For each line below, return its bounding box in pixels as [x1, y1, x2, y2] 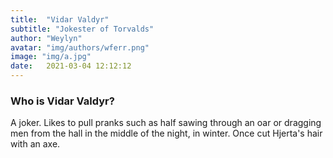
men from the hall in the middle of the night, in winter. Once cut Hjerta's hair [10, 127, 323, 140]
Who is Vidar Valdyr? [10, 94, 115, 108]
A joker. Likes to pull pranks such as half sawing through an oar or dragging [10, 117, 322, 129]
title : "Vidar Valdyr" [10, 14, 110, 25]
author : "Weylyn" [10, 33, 83, 43]
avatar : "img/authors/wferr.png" [10, 42, 150, 53]
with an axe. [10, 138, 61, 150]
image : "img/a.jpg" [10, 52, 92, 62]
